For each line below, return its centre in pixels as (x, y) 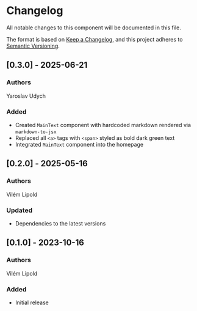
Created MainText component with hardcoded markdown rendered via (103, 125)
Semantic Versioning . (33, 46)
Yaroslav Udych (26, 96)
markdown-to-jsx (36, 132)
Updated (19, 210)
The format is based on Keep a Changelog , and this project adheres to (95, 39)
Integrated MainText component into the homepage (79, 144)
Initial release (32, 302)
